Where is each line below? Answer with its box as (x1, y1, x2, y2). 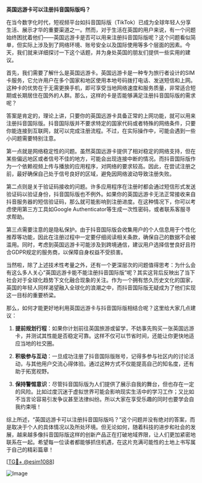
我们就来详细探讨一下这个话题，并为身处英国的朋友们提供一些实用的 (16, 49, 185, 56)
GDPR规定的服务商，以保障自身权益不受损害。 (11, 248, 126, 256)
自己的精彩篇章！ (11, 446, 54, 453)
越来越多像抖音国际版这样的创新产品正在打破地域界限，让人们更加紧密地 (16, 431, 196, 438)
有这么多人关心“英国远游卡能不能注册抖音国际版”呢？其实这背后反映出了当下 (6, 269, 195, 276)
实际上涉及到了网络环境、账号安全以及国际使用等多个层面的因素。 (22, 42, 185, 48)
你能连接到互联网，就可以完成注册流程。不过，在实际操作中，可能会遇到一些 (6, 127, 196, 134)
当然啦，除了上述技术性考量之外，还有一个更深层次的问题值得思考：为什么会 (6, 262, 196, 268)
